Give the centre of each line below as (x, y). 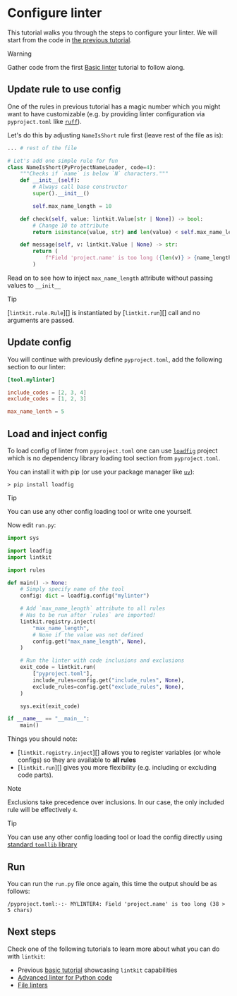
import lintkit (30, 557)
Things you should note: (42, 739)
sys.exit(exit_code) (50, 706)
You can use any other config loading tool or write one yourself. (100, 511)
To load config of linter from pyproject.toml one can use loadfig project (113, 450)
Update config (39, 342)
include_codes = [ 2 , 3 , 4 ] (47, 393)
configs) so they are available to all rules (77, 760)
